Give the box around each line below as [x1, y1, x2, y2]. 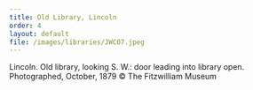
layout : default [9, 29, 69, 38]
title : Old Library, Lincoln [9, 12, 117, 22]
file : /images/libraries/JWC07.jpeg [9, 37, 145, 47]
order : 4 [9, 21, 42, 30]
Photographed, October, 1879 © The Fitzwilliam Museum [9, 71, 217, 82]
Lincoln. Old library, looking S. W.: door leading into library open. [9, 62, 245, 72]
